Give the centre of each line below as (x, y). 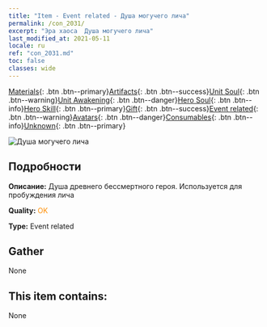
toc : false (27, 61)
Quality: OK (28, 210)
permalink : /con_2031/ (47, 23)
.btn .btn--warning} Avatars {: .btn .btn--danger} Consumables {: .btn (120, 117)
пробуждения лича (41, 195)
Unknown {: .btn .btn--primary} (75, 125)
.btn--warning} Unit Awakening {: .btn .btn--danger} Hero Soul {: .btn (120, 100)
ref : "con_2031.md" (41, 53)
